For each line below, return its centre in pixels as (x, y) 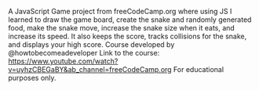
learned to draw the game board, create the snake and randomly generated (130, 20)
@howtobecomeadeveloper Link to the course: (84, 53)
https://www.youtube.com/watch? (63, 61)
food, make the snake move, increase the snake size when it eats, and (122, 28)
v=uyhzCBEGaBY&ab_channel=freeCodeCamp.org (90, 69)
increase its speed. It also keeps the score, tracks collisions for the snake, (128, 36)
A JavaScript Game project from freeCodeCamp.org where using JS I (120, 11)
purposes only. (32, 78)
